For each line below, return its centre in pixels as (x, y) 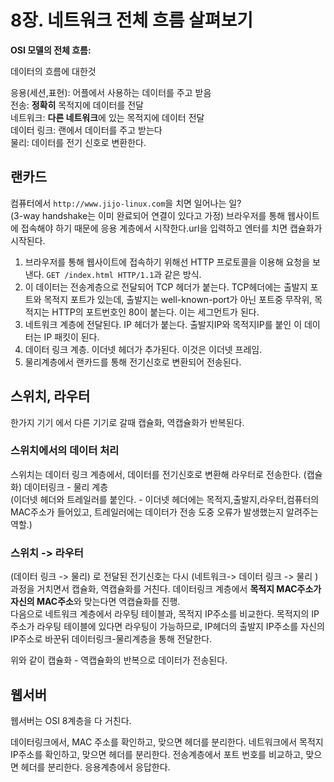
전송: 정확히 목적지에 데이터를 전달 (77, 105)
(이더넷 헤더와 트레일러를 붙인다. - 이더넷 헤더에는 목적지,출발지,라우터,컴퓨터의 (165, 499)
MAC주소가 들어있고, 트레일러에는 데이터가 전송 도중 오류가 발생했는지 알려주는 (164, 512)
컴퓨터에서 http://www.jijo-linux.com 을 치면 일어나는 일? (126, 203)
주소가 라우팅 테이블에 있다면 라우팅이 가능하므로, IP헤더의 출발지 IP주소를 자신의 (167, 627)
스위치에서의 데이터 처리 (65, 451)
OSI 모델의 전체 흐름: (51, 50)
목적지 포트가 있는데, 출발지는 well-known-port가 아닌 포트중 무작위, (178, 299)
